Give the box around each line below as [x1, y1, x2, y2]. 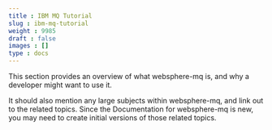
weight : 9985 [8, 27, 57, 35]
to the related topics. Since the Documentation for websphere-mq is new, [8, 104, 254, 114]
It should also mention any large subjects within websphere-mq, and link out [8, 96, 264, 105]
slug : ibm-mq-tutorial [8, 19, 89, 27]
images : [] [8, 42, 49, 50]
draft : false [8, 34, 57, 43]
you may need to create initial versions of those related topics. [8, 113, 217, 122]
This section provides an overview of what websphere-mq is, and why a [8, 72, 250, 81]
